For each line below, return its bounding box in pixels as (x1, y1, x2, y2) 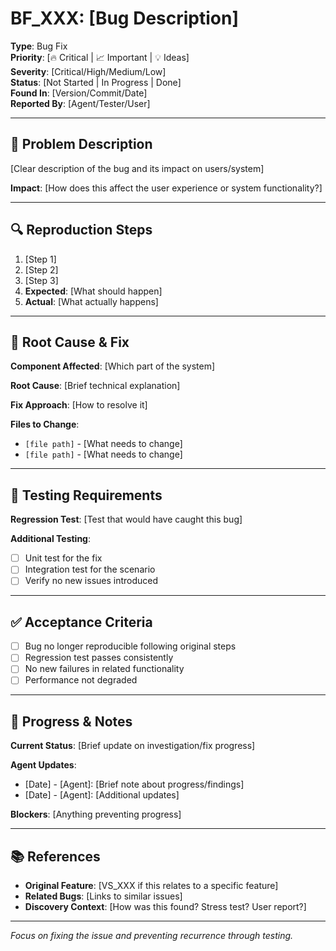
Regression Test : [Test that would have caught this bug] (10, 513, 243, 526)
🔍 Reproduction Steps (10, 222, 153, 239)
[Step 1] (24, 253, 57, 265)
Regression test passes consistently (24, 652, 174, 664)
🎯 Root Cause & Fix (10, 333, 130, 351)
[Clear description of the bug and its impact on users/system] (10, 162, 265, 174)
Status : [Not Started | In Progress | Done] (10, 76, 182, 88)
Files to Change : (10, 418, 80, 431)
